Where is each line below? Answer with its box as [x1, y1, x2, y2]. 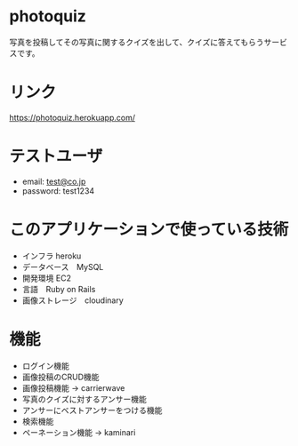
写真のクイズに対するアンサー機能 [21, 394, 147, 404]
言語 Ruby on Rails [21, 283, 96, 294]
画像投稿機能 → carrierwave [21, 382, 125, 393]
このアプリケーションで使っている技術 [9, 219, 289, 239]
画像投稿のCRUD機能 [21, 371, 100, 382]
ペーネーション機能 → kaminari [21, 426, 136, 437]
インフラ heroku [21, 251, 82, 261]
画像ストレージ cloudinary [21, 295, 125, 306]
